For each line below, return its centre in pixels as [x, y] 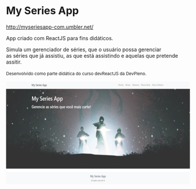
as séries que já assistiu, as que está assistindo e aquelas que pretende [92, 55]
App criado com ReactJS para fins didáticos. [60, 38]
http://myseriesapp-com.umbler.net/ [50, 27]
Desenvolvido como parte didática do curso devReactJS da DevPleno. [76, 73]
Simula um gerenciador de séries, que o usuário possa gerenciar [84, 49]
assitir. [14, 62]
